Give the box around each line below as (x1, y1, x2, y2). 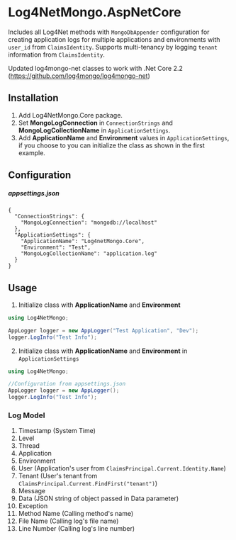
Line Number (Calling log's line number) (18, 524, 135, 533)
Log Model (8, 410, 45, 420)
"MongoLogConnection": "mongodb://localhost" (21, 219, 158, 227)
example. (18, 148, 45, 157)
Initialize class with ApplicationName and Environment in (18, 347, 188, 355)
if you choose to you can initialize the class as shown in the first (18, 141, 205, 150)
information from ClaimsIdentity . (8, 50, 106, 59)
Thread (18, 441, 40, 450)
